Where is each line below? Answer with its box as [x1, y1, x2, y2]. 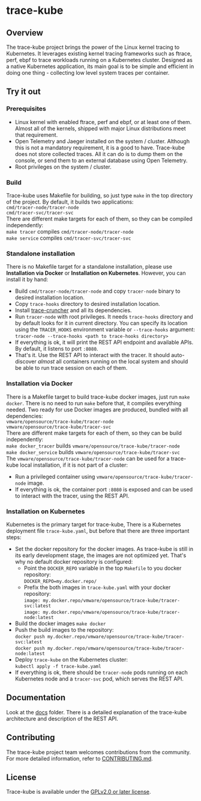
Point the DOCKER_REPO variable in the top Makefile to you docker [23, 564, 182, 572]
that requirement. [14, 131, 58, 139]
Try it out [6, 87, 41, 97]
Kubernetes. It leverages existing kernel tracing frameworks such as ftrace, [6, 50, 192, 57]
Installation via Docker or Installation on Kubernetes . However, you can [6, 269, 186, 277]
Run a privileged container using [14, 473, 95, 480]
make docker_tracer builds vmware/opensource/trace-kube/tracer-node [6, 442, 180, 449]
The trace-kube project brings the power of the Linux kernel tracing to [6, 43, 180, 51]
